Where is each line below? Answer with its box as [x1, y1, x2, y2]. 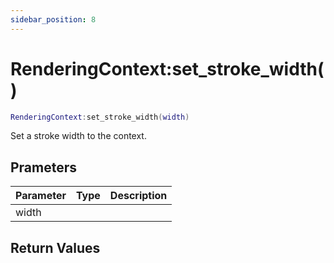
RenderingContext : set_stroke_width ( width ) [10, 112, 190, 122]
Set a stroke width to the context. [10, 130, 147, 142]
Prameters [10, 159, 78, 176]
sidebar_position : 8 [10, 14, 97, 25]
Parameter [15, 189, 67, 203]
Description [109, 189, 168, 203]
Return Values [10, 239, 101, 256]
